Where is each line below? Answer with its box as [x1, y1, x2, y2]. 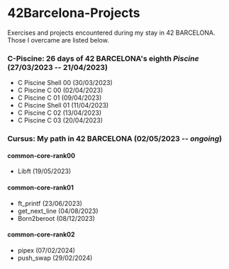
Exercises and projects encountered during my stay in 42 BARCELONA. [7, 28, 216, 37]
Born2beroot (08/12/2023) [17, 214, 96, 222]
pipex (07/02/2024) [17, 246, 76, 254]
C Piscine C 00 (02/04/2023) [17, 86, 104, 95]
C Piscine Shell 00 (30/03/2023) [17, 79, 113, 87]
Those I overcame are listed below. [7, 35, 110, 44]
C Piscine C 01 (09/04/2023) [17, 93, 102, 102]
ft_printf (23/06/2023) [17, 199, 83, 207]
